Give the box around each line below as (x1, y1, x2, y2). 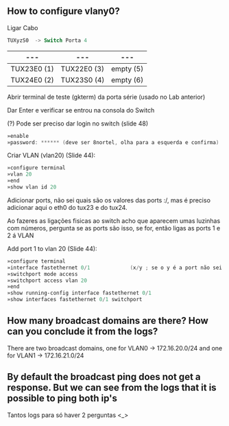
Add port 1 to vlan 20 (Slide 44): (7, 244, 97, 252)
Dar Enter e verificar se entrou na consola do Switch (7, 106, 155, 114)
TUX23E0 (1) (10, 64, 55, 73)
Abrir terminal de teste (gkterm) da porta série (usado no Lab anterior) (7, 93, 206, 101)
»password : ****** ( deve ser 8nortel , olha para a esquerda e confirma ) (7, 139, 219, 146)
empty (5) (110, 64, 144, 73)
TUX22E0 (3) (60, 64, 105, 73)
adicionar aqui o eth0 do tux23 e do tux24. (7, 203, 128, 211)
